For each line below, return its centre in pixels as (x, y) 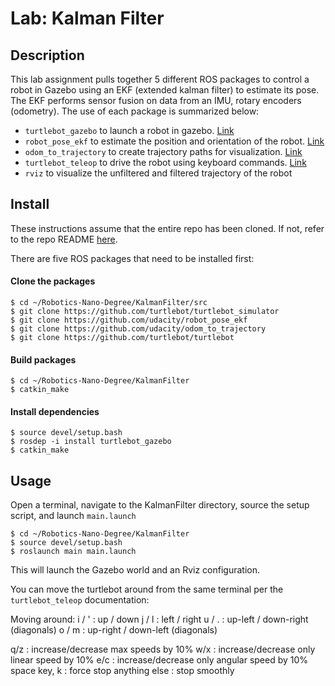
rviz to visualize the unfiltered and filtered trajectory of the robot (158, 173)
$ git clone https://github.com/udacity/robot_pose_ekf (129, 320)
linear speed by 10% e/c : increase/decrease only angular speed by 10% (159, 660)
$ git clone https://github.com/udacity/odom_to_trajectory (138, 329)
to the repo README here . (64, 239)
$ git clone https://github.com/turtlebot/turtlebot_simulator (145, 312)
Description (47, 55)
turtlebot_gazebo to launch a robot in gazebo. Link (129, 130)
